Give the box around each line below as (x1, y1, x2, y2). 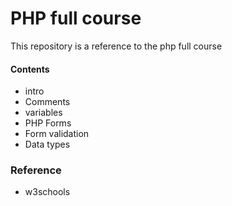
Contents (10, 63, 50, 75)
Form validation (24, 128, 90, 140)
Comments (24, 96, 71, 108)
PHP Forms (24, 117, 72, 129)
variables (24, 107, 63, 119)
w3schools (24, 186, 71, 198)
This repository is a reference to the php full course (10, 40, 223, 52)
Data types (24, 138, 71, 151)
